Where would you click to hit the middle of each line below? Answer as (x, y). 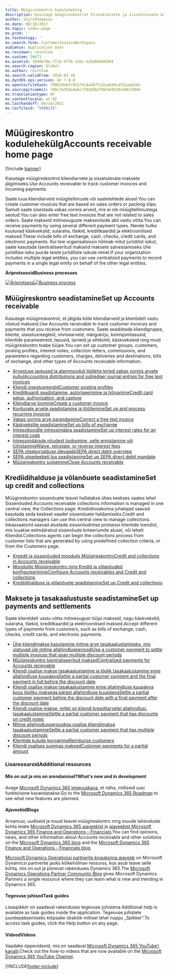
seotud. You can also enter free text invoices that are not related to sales (80, 215)
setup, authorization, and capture (47, 398)
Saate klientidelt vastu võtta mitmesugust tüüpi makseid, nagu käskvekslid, (83, 618)
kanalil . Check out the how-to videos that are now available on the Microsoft (83, 951)
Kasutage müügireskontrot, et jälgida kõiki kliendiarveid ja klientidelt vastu (82, 318)
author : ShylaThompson (29, 19)
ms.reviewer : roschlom (29, 52)
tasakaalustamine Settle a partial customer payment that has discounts (85, 714)
